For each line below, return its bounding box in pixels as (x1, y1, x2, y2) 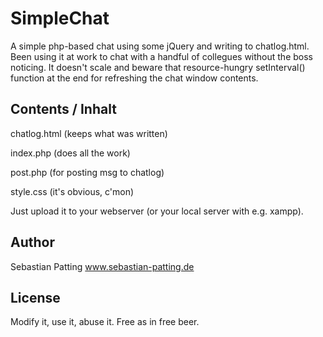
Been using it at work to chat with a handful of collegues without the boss (10, 50, 313, 62)
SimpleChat (10, 7, 110, 30)
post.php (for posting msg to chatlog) (10, 166, 165, 178)
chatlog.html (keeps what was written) (10, 127, 168, 139)
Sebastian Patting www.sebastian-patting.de (10, 260, 195, 272)
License (10, 289, 61, 306)
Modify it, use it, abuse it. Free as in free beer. (10, 316, 200, 328)
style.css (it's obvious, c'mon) (10, 185, 135, 197)
